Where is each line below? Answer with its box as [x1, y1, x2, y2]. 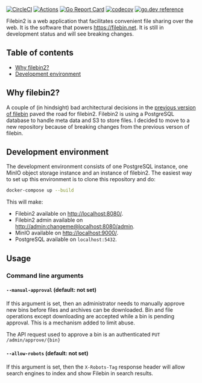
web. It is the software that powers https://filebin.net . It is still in [6, 24, 164, 31]
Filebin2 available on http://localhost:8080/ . [14, 210, 124, 217]
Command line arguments [6, 271, 84, 280]
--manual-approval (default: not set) [6, 286, 96, 294]
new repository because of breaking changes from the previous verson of [6, 123, 190, 130]
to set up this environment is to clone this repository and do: [6, 176, 156, 183]
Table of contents [6, 48, 74, 58]
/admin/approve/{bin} [6, 337, 61, 343]
